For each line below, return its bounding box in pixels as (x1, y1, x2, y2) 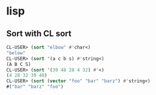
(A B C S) (6, 61, 32, 67)
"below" (6, 50, 26, 56)
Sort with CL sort (6, 28, 72, 39)
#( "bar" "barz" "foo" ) (6, 84, 64, 90)
